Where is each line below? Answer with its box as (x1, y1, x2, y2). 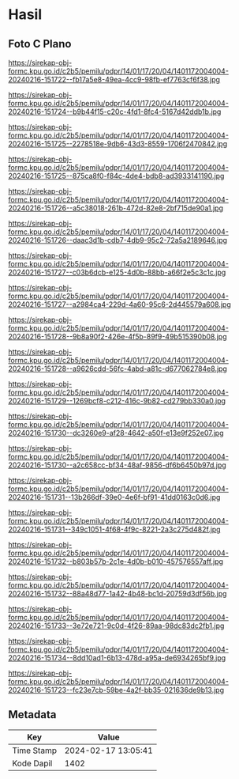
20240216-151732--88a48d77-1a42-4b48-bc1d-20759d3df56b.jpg (8, 589, 227, 598)
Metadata (8, 708, 57, 721)
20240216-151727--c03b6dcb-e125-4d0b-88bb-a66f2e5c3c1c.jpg (8, 267, 226, 277)
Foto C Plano (8, 37, 72, 51)
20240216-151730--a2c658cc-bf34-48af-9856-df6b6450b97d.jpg (8, 460, 226, 470)
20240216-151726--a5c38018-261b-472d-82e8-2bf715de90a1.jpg (8, 203, 223, 213)
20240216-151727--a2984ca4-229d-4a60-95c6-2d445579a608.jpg (8, 300, 231, 309)
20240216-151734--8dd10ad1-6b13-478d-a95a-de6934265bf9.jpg (8, 653, 226, 662)
